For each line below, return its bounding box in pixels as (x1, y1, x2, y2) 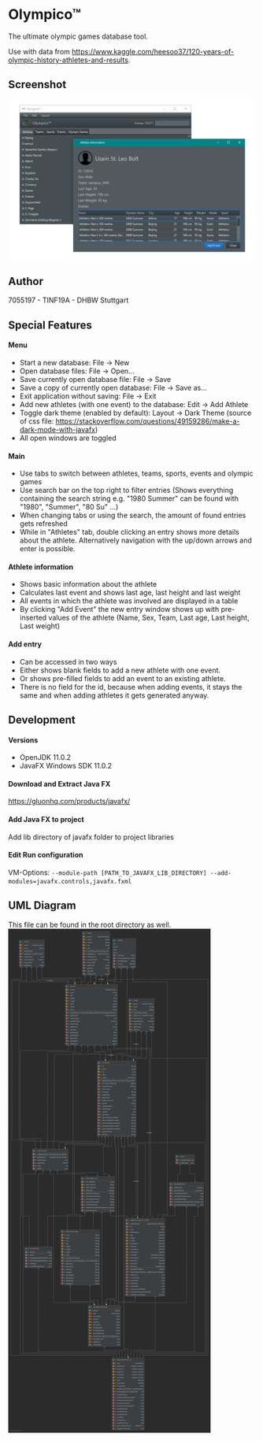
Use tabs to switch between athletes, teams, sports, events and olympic (19, 469, 254, 478)
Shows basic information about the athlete (19, 580, 157, 589)
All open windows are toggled (19, 433, 117, 443)
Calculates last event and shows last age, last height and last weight (19, 588, 241, 598)
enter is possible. (19, 544, 76, 554)
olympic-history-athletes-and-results (8, 55, 128, 65)
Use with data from (8, 46, 71, 56)
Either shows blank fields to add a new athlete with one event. (19, 665, 221, 675)
